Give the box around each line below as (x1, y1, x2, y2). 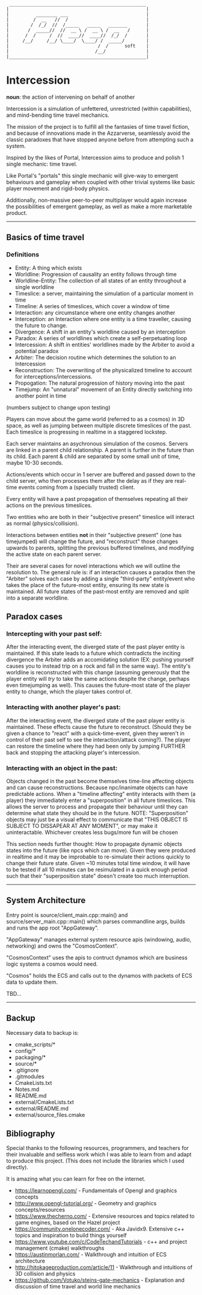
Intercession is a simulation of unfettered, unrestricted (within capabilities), (6, 105, 192, 112)
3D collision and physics (14, 1270, 76, 1278)
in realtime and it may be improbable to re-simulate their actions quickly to (6, 853, 191, 860)
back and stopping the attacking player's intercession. (6, 748, 141, 756)
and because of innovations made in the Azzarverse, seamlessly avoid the (6, 129, 191, 137)
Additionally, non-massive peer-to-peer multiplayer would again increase (6, 196, 188, 203)
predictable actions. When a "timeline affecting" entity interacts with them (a (6, 790, 196, 797)
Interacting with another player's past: (6, 703, 121, 712)
